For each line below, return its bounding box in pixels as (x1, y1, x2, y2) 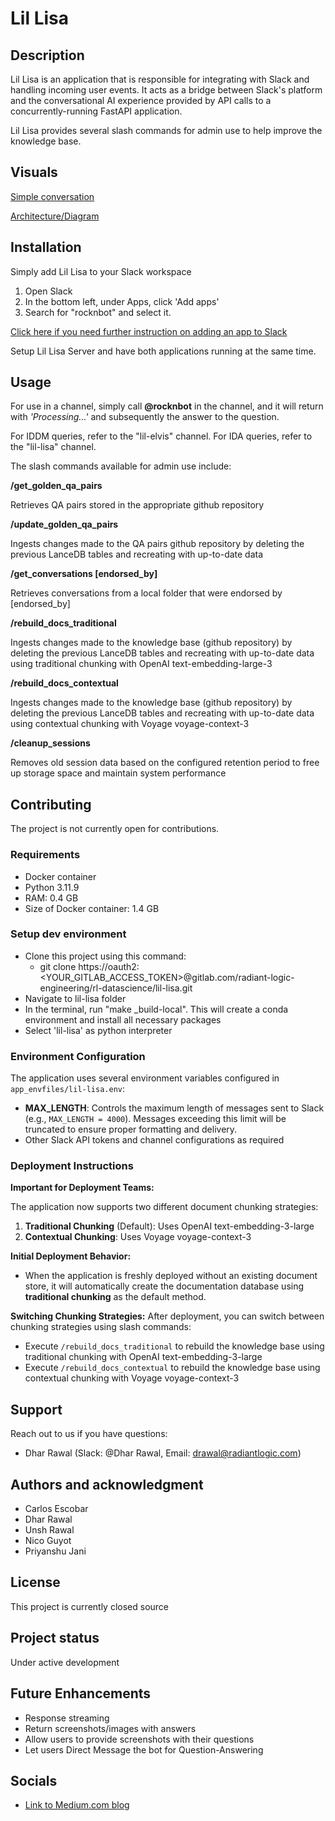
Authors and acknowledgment (10, 1476, 204, 1493)
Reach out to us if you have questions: (10, 1428, 168, 1440)
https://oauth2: (78, 960, 140, 972)
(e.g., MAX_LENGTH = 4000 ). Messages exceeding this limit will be (24, 1113, 287, 1125)
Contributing (10, 796, 92, 813)
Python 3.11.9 (24, 881, 80, 893)
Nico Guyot (24, 1535, 72, 1547)
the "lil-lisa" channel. (10, 441, 97, 453)
